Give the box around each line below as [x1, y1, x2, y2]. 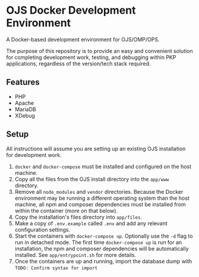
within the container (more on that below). [14, 207, 118, 214]
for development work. [6, 151, 62, 158]
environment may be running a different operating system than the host [14, 194, 190, 202]
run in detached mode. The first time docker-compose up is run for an [14, 238, 182, 245]
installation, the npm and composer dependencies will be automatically [14, 245, 189, 252]
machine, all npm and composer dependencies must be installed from [14, 200, 186, 208]
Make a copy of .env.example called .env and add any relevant [14, 219, 168, 226]
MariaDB [14, 105, 37, 113]
